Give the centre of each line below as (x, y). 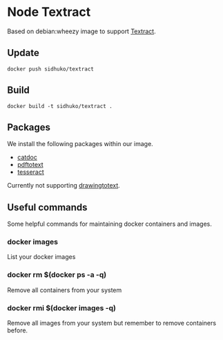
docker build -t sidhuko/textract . (60, 106)
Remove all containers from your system (65, 290)
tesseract (31, 172)
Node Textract (49, 12)
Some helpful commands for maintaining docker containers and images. (110, 224)
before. (18, 330)
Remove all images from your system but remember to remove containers (111, 323)
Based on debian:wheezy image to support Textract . (82, 31)
